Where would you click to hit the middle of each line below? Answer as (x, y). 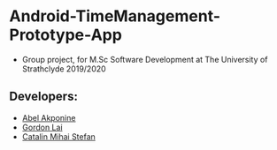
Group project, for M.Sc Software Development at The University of (145, 59)
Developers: (43, 97)
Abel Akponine (49, 117)
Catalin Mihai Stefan (58, 136)
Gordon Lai (42, 127)
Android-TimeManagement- (115, 16)
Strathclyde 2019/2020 (64, 69)
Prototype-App (65, 35)
